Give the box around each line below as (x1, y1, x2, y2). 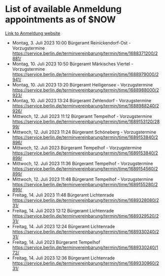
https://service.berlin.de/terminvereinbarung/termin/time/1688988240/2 (12, 103, 159, 109)
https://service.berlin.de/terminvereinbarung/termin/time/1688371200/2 (12, 50, 158, 56)
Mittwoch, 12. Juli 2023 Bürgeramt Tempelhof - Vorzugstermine (12, 145, 142, 151)
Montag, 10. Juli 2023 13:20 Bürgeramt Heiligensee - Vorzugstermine (12, 81, 153, 87)
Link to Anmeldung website (5, 30, 61, 36)
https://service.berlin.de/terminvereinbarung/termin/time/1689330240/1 (12, 244, 159, 250)
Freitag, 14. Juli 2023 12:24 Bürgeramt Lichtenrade (12, 223, 115, 229)
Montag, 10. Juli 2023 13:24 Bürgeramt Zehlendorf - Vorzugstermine (12, 97, 152, 103)
